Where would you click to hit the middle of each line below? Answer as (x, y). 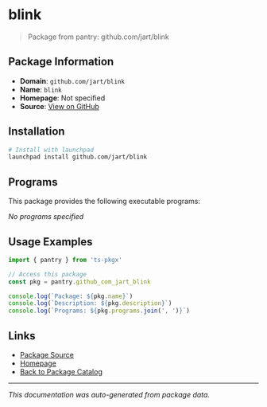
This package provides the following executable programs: (104, 202)
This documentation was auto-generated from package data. (109, 395)
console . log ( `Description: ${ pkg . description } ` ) (90, 303)
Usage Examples (50, 242)
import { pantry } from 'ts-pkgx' (66, 260)
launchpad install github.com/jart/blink (78, 157)
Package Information (61, 62)
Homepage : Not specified (62, 98)
